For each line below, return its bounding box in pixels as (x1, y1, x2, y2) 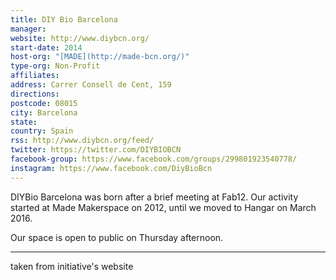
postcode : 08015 (10, 98, 78, 108)
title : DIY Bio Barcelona (10, 14, 118, 25)
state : (10, 117, 38, 127)
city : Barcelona (10, 107, 78, 118)
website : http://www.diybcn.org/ (10, 33, 150, 43)
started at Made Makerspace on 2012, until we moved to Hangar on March (10, 201, 317, 213)
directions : (10, 89, 60, 99)
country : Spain (10, 126, 74, 136)
